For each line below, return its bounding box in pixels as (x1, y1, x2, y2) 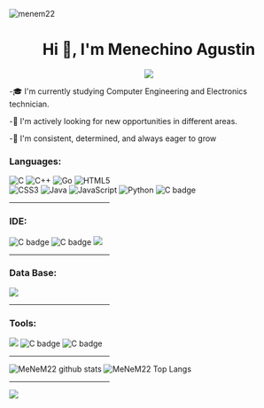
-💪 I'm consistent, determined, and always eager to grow (9, 133, 217, 144)
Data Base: (9, 267, 58, 279)
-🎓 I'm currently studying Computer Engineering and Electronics (9, 85, 248, 97)
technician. (9, 98, 50, 109)
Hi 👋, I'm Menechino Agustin (42, 40, 256, 59)
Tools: (9, 317, 37, 329)
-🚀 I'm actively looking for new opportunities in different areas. (9, 115, 237, 126)
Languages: (9, 155, 62, 168)
